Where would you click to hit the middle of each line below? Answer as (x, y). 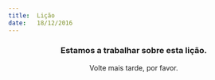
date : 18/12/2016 (41, 23)
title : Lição (32, 15)
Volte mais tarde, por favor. (134, 67)
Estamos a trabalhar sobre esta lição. (134, 51)
